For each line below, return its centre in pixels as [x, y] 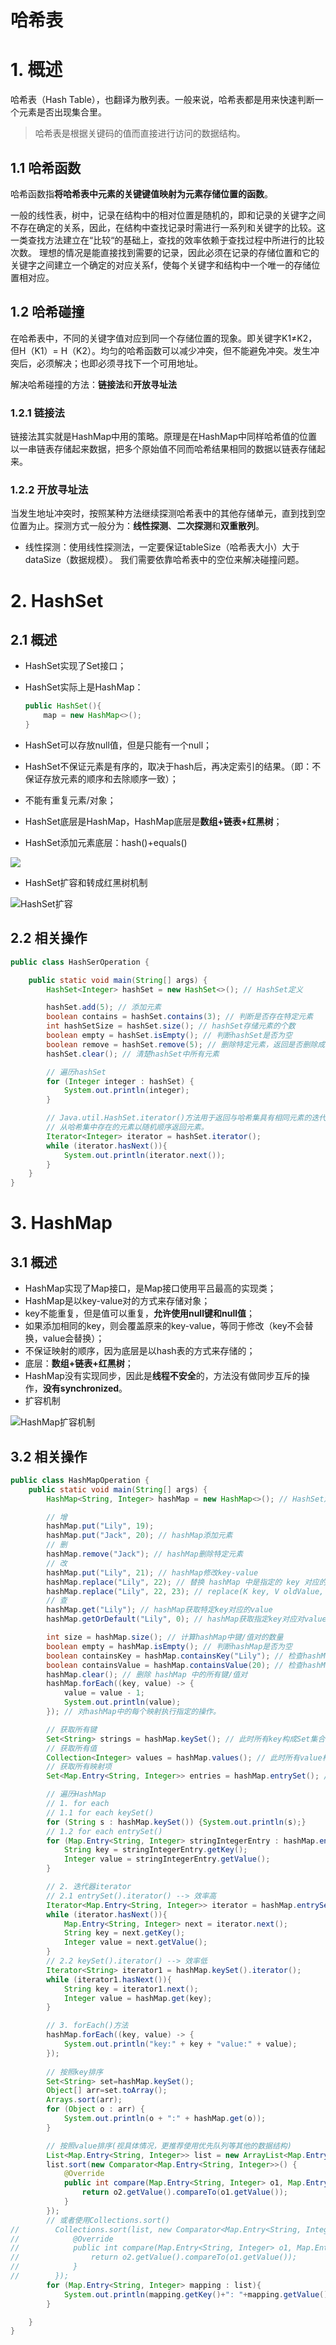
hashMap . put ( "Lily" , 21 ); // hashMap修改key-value [152, 1572]
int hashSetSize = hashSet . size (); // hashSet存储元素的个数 [171, 1026]
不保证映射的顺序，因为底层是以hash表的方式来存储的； [140, 1351]
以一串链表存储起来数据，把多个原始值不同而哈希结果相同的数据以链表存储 [163, 449]
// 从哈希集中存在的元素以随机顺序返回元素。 [127, 1127]
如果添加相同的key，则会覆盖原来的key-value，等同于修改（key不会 [164, 1326]
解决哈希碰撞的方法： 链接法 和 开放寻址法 [93, 384]
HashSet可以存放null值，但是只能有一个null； [118, 745]
